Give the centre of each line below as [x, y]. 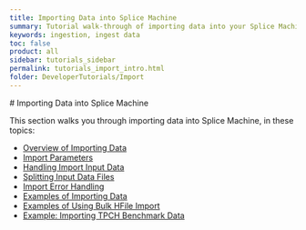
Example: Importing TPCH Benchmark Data [103, 215]
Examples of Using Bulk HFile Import [91, 205]
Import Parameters [58, 157]
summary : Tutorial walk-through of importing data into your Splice [142, 26]
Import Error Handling [63, 186]
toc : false [30, 43]
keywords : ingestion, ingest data [75, 35]
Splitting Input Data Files [68, 176]
